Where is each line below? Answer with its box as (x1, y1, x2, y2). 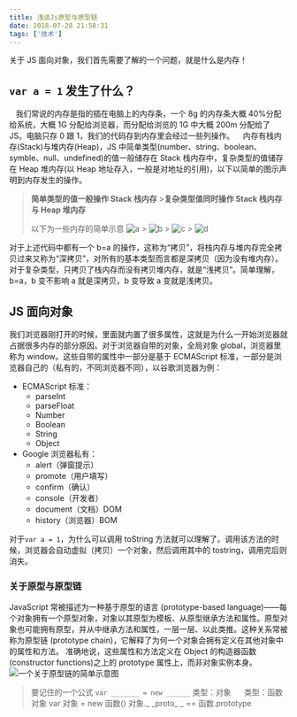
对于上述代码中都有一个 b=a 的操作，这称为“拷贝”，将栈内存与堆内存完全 (9, 243, 275, 253)
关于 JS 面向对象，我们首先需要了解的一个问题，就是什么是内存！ (9, 55, 247, 66)
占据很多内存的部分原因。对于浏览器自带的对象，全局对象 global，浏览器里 (9, 340, 282, 351)
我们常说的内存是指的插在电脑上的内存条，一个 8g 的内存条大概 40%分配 (15, 108, 282, 119)
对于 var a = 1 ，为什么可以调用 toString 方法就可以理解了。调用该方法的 (9, 534, 272, 544)
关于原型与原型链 (9, 580, 82, 592)
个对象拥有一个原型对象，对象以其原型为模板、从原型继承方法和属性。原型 (9, 613, 280, 624)
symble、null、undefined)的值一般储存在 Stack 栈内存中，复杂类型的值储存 (9, 152, 284, 164)
